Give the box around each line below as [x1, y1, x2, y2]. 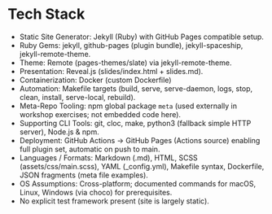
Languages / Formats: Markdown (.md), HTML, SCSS [19, 152, 199, 163]
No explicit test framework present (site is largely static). [19, 196, 209, 206]
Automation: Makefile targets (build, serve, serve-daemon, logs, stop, [19, 83, 253, 94]
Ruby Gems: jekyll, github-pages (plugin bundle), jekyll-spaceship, [19, 40, 243, 50]
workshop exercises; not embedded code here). [19, 109, 181, 119]
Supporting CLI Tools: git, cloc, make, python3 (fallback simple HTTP [19, 118, 252, 128]
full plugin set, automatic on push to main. [19, 144, 160, 154]
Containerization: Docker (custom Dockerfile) [19, 75, 172, 85]
